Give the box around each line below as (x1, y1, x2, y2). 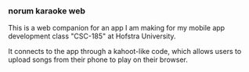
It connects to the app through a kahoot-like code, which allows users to (8, 47, 242, 56)
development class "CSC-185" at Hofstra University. (8, 31, 176, 41)
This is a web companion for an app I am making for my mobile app (8, 23, 226, 33)
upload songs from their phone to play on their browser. (8, 55, 188, 64)
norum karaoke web (8, 5, 86, 16)
